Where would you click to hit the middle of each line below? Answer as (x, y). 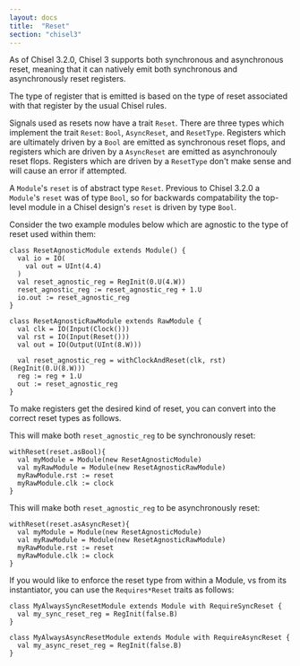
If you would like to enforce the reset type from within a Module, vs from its (148, 581)
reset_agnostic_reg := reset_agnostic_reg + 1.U (110, 290)
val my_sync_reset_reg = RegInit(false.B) (98, 614)
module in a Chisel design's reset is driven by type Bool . (133, 207)
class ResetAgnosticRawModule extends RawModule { (106, 321)
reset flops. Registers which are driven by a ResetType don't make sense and (150, 162)
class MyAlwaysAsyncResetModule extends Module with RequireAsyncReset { (150, 638)
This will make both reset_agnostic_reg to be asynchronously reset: (135, 508)
